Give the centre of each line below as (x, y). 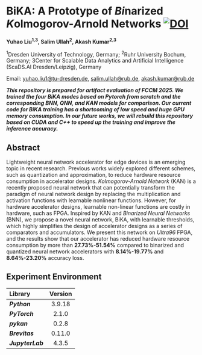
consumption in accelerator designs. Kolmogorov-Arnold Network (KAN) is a (101, 181)
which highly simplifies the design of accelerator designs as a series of (94, 226)
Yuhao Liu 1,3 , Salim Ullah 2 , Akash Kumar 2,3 (61, 41)
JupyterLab (27, 343)
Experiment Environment (54, 277)
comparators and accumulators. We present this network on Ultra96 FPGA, (99, 232)
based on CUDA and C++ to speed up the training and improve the (91, 122)
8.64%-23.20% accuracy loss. (45, 258)
